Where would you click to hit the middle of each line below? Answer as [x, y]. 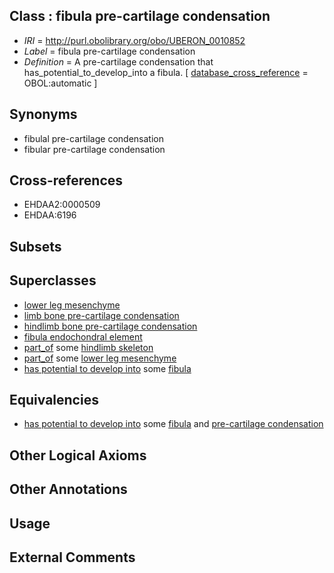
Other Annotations [68, 489]
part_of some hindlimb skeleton [88, 347]
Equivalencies [54, 400]
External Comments [72, 557]
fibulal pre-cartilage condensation [93, 138]
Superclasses [53, 280]
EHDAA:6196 [50, 215]
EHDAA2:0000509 [62, 205]
